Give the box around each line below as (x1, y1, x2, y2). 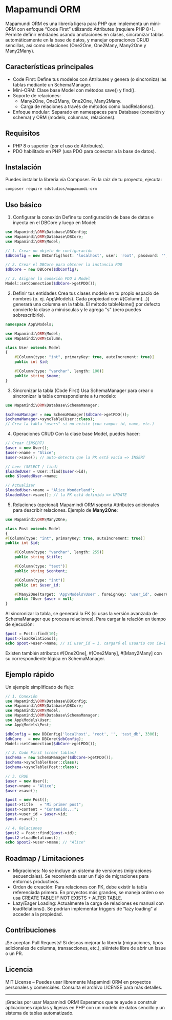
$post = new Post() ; (5, 797, 50, 802)
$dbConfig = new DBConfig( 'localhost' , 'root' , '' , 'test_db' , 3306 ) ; (5, 731, 159, 736)
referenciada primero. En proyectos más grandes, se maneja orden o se (12, 889, 164, 896)
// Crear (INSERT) (5, 441, 45, 446)
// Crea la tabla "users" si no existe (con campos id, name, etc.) (5, 421, 155, 427)
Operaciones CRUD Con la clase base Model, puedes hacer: (12, 431, 140, 437)
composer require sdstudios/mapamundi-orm (5, 186, 97, 191)
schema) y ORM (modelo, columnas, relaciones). (12, 114, 116, 120)
